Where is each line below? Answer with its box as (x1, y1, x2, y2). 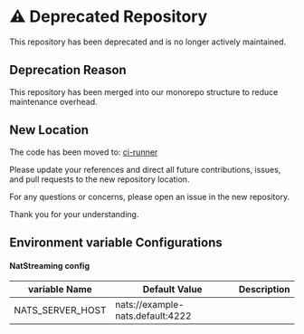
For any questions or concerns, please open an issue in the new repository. (9, 191, 290, 202)
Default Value (142, 283, 203, 296)
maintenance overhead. (9, 96, 98, 107)
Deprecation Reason (9, 62, 127, 78)
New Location (9, 122, 89, 138)
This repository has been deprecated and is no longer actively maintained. (9, 36, 287, 47)
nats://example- (114, 299, 185, 311)
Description (238, 283, 290, 296)
